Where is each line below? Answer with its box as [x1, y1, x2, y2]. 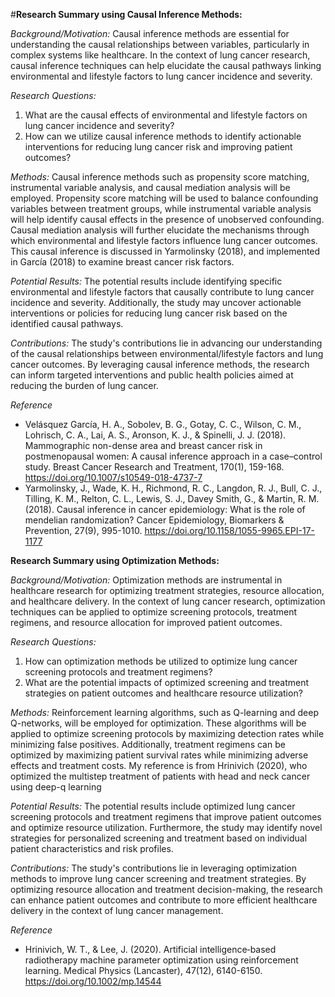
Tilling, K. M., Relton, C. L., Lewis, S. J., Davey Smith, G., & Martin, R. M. [24, 493, 320, 504]
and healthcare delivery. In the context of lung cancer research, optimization [10, 595, 326, 607]
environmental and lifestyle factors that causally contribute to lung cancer [10, 286, 315, 298]
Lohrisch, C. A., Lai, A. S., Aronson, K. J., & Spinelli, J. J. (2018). [24, 429, 287, 441]
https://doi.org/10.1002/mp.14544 [24, 975, 162, 987]
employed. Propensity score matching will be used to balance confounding [10, 192, 319, 204]
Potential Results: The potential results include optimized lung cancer [10, 800, 296, 812]
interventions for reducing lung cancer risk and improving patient [24, 141, 293, 153]
